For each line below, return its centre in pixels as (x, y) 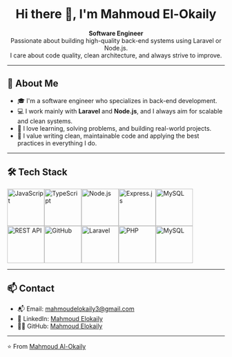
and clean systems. (45, 121)
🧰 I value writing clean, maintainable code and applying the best (108, 136)
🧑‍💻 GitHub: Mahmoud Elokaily (60, 326)
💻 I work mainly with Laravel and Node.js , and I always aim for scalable (120, 111)
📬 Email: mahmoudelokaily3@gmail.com (76, 309)
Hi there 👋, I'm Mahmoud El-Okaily (116, 14)
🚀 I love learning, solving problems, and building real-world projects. (114, 128)
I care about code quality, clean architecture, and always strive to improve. (116, 55)
